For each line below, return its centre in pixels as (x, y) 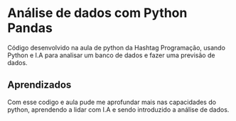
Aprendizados (39, 85)
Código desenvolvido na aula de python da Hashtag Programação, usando (117, 47)
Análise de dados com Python (97, 13)
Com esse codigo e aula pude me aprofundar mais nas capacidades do (112, 102)
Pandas (30, 28)
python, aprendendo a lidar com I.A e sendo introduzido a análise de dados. (118, 109)
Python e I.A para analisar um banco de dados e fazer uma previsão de (111, 55)
